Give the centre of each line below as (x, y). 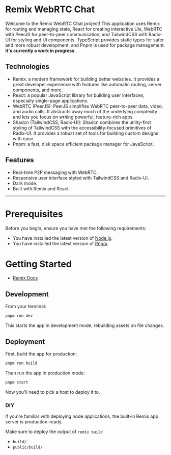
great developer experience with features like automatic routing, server (87, 84)
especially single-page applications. (50, 100)
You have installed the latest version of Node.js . (63, 238)
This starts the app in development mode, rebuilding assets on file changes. (85, 325)
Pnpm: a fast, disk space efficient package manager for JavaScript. (83, 144)
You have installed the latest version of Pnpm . (61, 243)
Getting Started (39, 264)
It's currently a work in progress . (41, 50)
